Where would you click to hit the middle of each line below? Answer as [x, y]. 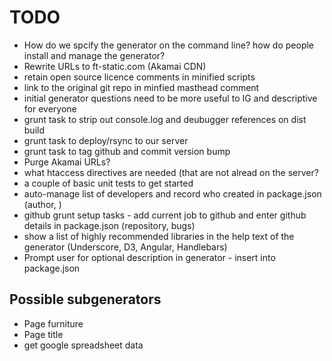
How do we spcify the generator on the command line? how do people [169, 45]
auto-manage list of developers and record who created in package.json [172, 193]
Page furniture [53, 323]
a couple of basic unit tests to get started [108, 183]
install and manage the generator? [94, 55]
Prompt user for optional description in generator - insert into [149, 257]
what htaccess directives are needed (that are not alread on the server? [171, 172]
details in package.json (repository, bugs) [109, 225]
